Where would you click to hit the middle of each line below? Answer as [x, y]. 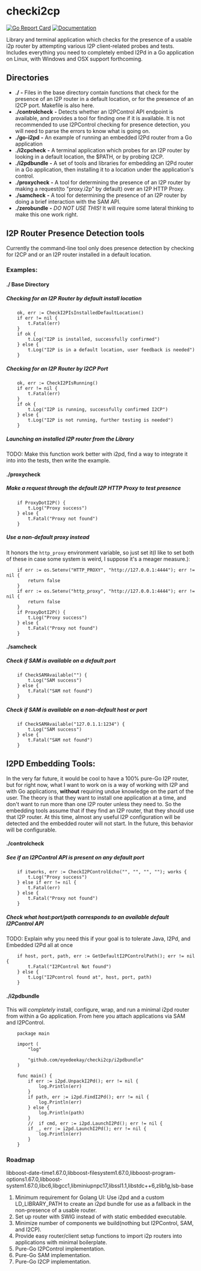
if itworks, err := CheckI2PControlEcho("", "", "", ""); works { [102, 872]
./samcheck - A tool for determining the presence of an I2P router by [101, 195]
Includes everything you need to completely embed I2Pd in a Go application [100, 52]
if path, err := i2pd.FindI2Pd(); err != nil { [88, 1097]
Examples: [22, 270]
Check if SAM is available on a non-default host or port [77, 710]
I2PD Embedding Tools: [51, 764]
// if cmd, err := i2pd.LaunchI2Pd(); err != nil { [95, 1123]
